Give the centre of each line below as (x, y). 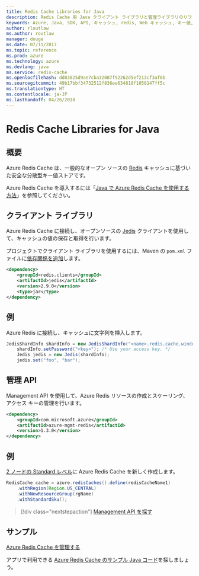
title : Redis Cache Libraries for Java (55, 12)
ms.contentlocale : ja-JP (37, 94)
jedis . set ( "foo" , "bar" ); (49, 360)
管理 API (22, 380)
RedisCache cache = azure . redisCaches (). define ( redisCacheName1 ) (88, 483)
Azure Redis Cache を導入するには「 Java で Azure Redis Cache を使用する (98, 188)
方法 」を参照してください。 (40, 195)
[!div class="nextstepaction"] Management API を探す (86, 511)
